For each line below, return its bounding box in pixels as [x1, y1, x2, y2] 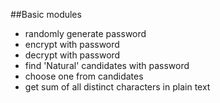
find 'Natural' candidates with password [24, 60, 190, 71]
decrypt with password [24, 49, 121, 61]
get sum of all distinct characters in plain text [24, 81, 211, 93]
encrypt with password [24, 39, 120, 50]
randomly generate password [24, 28, 147, 39]
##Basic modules [10, 9, 82, 20]
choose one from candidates [24, 70, 144, 82]
